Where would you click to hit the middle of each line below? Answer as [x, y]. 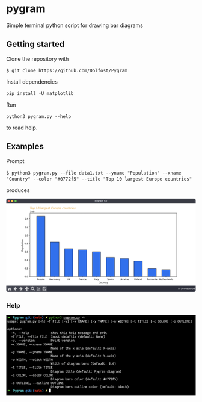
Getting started [35, 44]
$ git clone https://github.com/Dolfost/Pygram [67, 70]
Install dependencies [32, 82]
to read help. [22, 128]
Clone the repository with [38, 58]
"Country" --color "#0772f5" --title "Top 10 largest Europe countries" [99, 179]
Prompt [15, 161]
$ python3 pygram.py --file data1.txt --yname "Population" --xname [94, 173]
